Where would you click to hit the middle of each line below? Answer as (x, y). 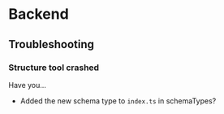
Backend (39, 14)
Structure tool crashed (54, 68)
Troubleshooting (52, 44)
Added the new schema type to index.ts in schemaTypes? (118, 101)
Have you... (28, 85)
